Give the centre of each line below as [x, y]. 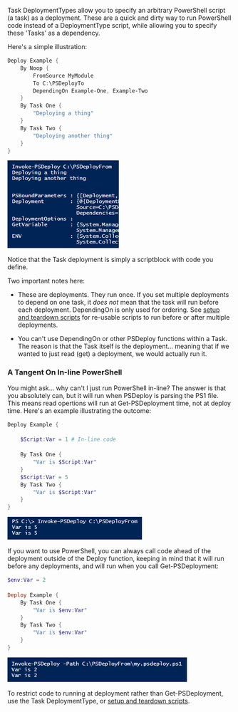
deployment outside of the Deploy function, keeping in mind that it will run [116, 559]
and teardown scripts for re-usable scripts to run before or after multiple [124, 318]
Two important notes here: [46, 281]
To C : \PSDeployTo [58, 83]
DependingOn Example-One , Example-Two [90, 91]
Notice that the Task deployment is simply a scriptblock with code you [110, 260]
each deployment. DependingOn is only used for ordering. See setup [119, 310]
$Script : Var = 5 [45, 477]
